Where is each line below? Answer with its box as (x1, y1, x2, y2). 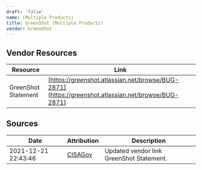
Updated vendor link (104, 147, 162, 155)
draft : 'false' (6, 8, 44, 15)
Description (131, 136, 167, 145)
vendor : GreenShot (6, 25, 52, 32)
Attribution (67, 136, 99, 145)
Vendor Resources (6, 47, 78, 58)
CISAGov (67, 150, 93, 159)
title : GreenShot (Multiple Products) (6, 20, 103, 26)
